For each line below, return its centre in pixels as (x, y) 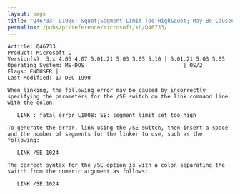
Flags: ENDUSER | (33, 72)
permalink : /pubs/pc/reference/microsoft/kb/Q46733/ (87, 27)
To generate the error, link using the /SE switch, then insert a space (118, 128)
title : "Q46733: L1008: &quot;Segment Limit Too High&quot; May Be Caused (121, 21)
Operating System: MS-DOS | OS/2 (105, 66)
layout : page (27, 14)
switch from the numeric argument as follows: (78, 172)
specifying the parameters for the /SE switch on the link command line (118, 97)
